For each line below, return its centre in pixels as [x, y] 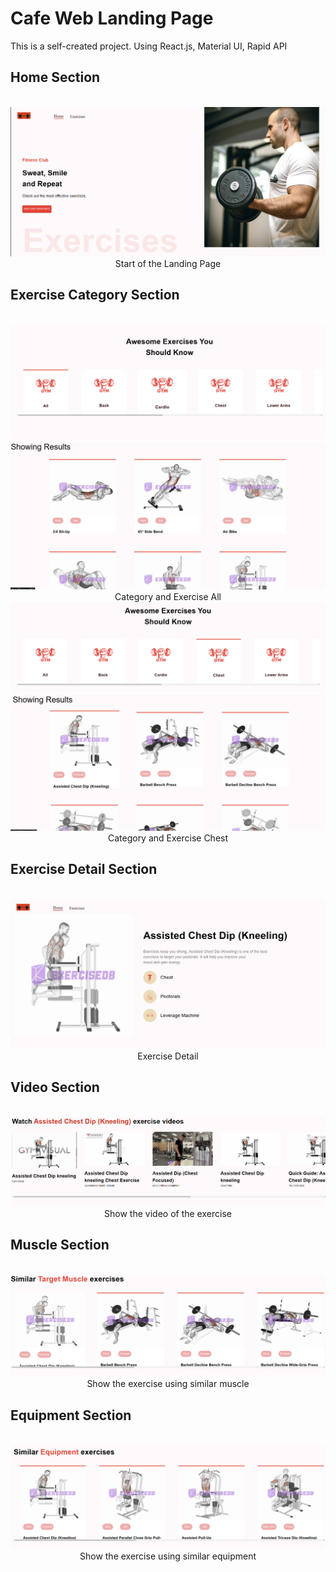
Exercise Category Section [95, 295]
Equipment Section [71, 1415]
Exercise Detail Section [84, 869]
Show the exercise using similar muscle [168, 1384]
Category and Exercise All [168, 597]
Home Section [55, 77]
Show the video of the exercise [168, 1213]
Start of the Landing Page [168, 263]
